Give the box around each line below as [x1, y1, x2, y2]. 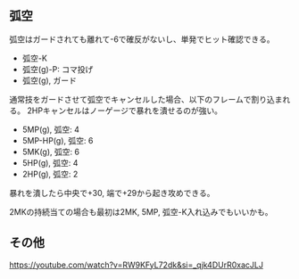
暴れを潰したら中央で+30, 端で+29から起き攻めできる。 [9, 187, 215, 198]
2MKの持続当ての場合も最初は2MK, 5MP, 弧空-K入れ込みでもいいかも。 [9, 206, 274, 217]
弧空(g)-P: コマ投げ [21, 63, 94, 74]
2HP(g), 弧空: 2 [21, 168, 79, 179]
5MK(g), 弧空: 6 [21, 146, 80, 157]
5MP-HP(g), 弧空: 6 [21, 135, 94, 145]
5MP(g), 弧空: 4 [21, 124, 80, 135]
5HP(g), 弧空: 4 [21, 157, 79, 168]
